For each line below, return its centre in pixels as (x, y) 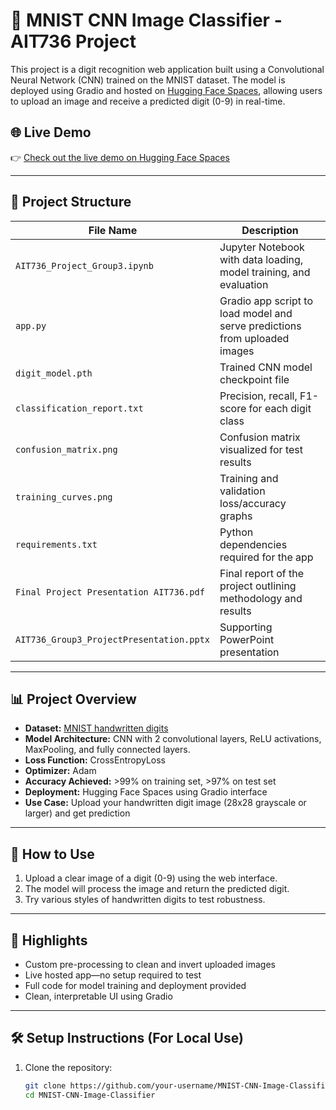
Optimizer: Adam (60, 771)
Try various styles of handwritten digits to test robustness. (145, 900)
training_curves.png (64, 497)
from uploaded (254, 338)
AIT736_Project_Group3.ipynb (84, 265)
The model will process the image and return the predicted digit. (157, 889)
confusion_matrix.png (66, 449)
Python (236, 532)
